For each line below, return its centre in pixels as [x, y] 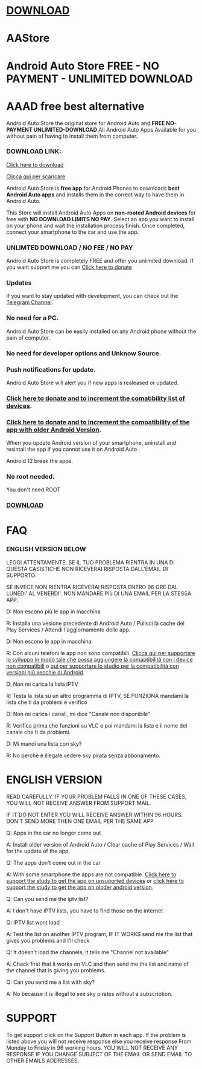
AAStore [28, 38]
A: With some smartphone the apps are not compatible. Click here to [91, 874]
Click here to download [35, 164]
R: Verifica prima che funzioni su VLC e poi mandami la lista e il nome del [97, 725]
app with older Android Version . [54, 430]
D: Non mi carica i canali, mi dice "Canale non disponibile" [78, 714]
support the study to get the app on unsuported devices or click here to [95, 880]
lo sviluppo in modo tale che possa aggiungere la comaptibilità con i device [99, 659]
